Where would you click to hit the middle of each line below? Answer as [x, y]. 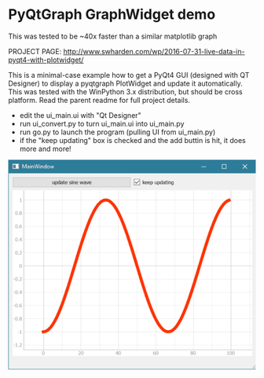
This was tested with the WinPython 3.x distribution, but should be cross [125, 91]
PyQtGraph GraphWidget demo [112, 15]
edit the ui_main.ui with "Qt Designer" [80, 115]
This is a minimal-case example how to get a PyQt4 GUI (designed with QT [129, 75]
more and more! [46, 149]
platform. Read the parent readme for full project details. [99, 100]
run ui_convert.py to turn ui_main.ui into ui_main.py [102, 123]
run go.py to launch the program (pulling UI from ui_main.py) [117, 132]
